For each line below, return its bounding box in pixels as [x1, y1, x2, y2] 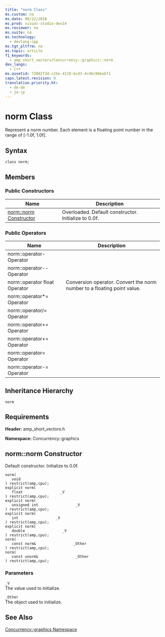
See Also [5, 613, 33, 622]
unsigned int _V [11, 502, 80, 507]
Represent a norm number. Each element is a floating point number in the [5, 127, 153, 133]
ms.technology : [5, 35, 36, 40]
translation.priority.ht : [5, 80, 58, 85]
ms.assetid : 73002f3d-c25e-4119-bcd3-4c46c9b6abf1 [5, 71, 111, 76]
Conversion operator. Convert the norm [65, 279, 157, 286]
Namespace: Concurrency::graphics [5, 435, 80, 441]
